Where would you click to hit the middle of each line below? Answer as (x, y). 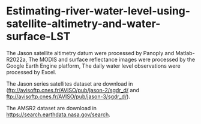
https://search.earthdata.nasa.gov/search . (58, 114)
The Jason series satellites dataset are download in (70, 84)
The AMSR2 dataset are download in (52, 108)
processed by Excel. (31, 72)
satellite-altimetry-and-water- (83, 24)
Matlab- (185, 53)
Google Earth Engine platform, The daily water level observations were (94, 66)
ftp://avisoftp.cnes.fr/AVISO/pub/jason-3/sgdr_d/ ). (68, 96)
